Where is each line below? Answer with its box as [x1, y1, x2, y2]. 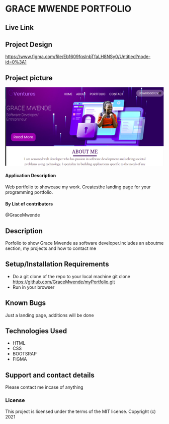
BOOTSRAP [12, 351, 37, 357]
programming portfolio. [5, 189, 53, 195]
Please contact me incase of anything [5, 384, 83, 390]
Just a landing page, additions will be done [5, 312, 94, 318]
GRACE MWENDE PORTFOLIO [5, 3, 132, 15]
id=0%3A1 [5, 59, 27, 65]
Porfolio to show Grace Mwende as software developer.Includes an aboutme [5, 240, 164, 246]
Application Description [5, 173, 56, 179]
